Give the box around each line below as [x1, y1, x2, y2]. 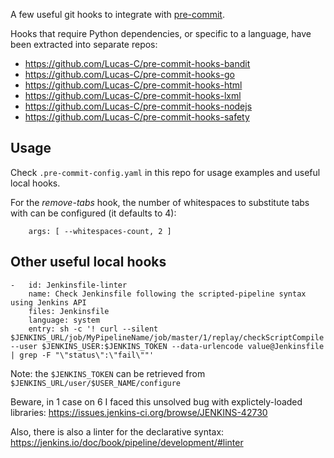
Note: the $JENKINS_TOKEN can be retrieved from [10, 367, 206, 379]
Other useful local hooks [10, 254, 167, 271]
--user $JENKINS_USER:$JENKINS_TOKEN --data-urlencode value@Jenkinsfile [10, 341, 325, 351]
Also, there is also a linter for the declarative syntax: [10, 425, 225, 438]
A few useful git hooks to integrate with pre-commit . [10, 9, 225, 20]
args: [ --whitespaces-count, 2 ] [28, 226, 172, 236]
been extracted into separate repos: [10, 39, 158, 50]
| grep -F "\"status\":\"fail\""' [10, 350, 155, 360]
